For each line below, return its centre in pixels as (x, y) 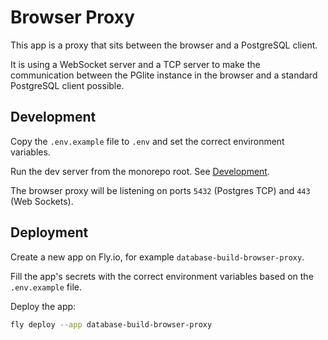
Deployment (49, 232)
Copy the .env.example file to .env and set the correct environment (147, 141)
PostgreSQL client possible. (67, 85)
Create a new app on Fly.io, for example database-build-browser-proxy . (157, 257)
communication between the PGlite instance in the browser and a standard (164, 75)
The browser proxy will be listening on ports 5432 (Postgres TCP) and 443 (160, 190)
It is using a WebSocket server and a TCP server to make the (135, 64)
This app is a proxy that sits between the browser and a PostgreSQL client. (164, 45)
